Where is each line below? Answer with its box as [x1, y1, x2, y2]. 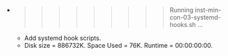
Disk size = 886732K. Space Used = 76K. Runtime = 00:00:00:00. [24, 41, 213, 49]
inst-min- [194, 6, 222, 14]
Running [169, 6, 194, 14]
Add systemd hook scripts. [24, 34, 101, 42]
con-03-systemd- [169, 13, 221, 21]
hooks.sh [169, 21, 196, 28]
